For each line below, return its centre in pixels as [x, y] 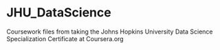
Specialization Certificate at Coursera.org [65, 38]
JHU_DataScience [59, 13]
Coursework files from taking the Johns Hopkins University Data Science [110, 32]
